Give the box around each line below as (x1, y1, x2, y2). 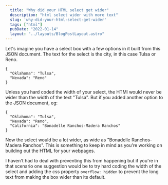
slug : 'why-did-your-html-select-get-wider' (10, 17, 107, 22)
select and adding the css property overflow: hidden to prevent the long (5, 169, 159, 175)
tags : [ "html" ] (10, 22, 43, 27)
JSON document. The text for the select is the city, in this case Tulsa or (5, 51, 156, 57)
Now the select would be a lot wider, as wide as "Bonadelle (5, 137, 130, 143)
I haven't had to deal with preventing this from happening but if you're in (5, 158, 158, 163)
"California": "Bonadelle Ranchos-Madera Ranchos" (10, 123, 121, 128)
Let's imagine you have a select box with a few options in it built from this (5, 46, 161, 51)
